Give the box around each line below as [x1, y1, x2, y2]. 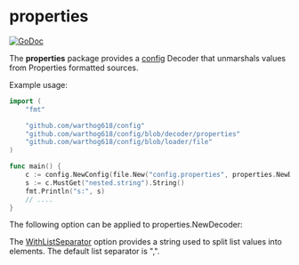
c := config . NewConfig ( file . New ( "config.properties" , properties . [25, 171, 277, 180]
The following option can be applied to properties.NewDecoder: [9, 220, 243, 230]
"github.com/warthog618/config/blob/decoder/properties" [25, 129, 241, 139]
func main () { [9, 162, 62, 171]
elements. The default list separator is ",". [9, 246, 160, 257]
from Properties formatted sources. [9, 62, 140, 73]
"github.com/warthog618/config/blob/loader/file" [25, 138, 214, 147]
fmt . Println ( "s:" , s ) [25, 187, 105, 196]
